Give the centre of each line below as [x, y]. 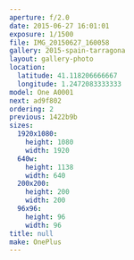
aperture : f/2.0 [39, 17]
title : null [31, 233]
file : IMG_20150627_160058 [59, 42]
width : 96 [44, 225]
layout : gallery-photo [51, 59]
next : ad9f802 [36, 101]
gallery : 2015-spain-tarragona [67, 51]
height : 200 [47, 192]
